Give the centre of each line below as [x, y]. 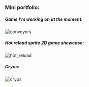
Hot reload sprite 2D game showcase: [45, 43]
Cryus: [12, 67]
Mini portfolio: [22, 7]
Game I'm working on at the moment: [44, 19]
